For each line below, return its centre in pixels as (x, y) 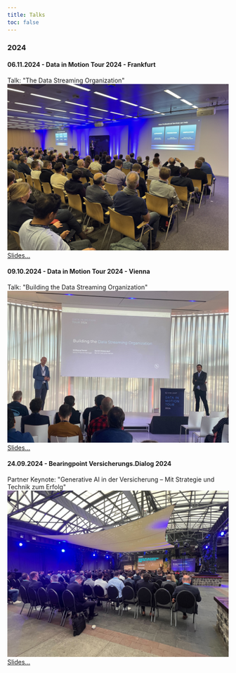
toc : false (23, 22)
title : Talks (26, 15)
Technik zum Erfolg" (37, 487)
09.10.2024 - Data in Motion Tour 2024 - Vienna (79, 272)
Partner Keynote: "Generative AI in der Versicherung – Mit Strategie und (111, 479)
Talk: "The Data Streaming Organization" (66, 80)
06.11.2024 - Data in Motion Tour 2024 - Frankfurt (81, 65)
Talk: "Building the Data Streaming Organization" (78, 287)
